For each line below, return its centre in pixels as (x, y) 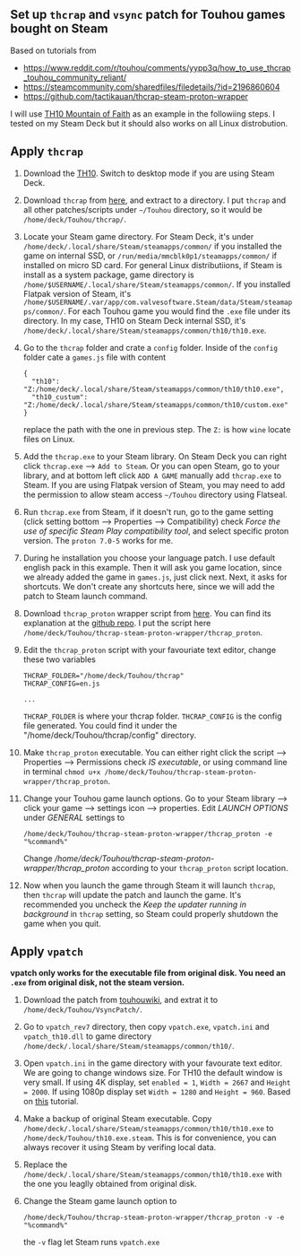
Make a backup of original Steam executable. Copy (117, 1119)
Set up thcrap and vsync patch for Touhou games (148, 15)
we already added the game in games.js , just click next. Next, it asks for (155, 577)
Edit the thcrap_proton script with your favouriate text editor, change (150, 650)
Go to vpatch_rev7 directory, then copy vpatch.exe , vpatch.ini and (146, 1027)
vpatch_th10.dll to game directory (87, 1036)
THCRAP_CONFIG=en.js (61, 684)
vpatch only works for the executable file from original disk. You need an (148, 973)
